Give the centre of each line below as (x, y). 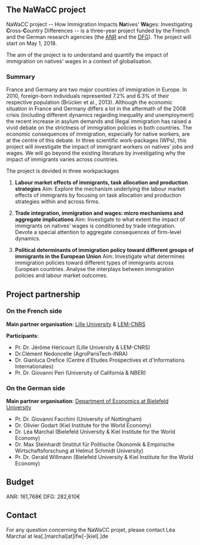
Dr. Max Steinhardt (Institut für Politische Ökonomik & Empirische (95, 445)
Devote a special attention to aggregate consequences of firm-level (98, 232)
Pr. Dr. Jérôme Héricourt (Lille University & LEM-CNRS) (82, 347)
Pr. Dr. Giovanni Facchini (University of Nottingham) (78, 419)
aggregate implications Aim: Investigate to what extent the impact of (100, 220)
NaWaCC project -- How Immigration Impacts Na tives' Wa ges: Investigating (99, 24)
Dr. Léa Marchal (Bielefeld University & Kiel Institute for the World (95, 432)
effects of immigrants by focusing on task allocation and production (98, 195)
